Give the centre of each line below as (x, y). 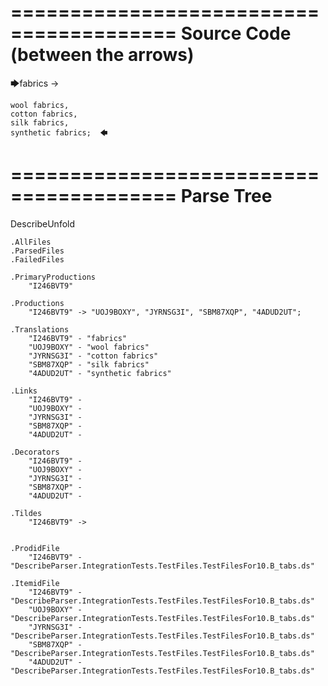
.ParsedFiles (37, 251)
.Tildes (26, 513)
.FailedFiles (37, 259)
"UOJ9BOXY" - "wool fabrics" (89, 347)
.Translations (40, 329)
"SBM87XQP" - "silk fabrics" (89, 364)
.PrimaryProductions (53, 277)
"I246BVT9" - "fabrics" (78, 338)
